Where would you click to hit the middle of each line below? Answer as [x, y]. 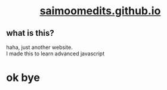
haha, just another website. [39, 47]
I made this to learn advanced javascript [55, 54]
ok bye [23, 78]
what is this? [30, 33]
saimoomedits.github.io [100, 11]
